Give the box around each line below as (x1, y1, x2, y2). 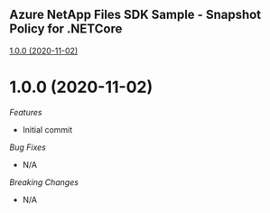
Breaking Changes (9, 176, 79, 188)
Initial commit (22, 124, 73, 134)
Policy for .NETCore (9, 22, 123, 37)
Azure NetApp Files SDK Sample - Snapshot (9, 7, 262, 23)
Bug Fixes (9, 142, 47, 153)
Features (9, 106, 42, 117)
